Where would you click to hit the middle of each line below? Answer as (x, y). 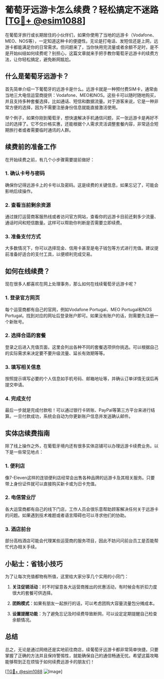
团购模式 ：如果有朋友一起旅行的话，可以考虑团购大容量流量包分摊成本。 (84, 603)
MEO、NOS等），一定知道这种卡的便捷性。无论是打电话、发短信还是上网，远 (82, 41)
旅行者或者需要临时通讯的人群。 (41, 130)
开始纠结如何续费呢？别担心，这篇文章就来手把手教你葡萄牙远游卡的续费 (82, 53)
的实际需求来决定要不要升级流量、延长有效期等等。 (56, 353)
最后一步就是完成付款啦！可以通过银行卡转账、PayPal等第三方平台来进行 (78, 410)
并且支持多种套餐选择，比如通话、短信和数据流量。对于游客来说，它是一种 (80, 101)
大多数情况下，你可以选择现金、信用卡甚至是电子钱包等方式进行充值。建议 (80, 248)
